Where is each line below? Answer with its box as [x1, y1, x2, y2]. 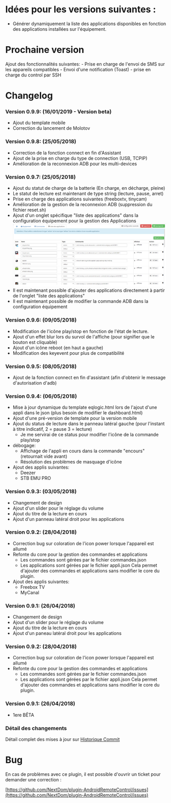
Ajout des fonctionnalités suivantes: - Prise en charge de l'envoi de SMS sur [5, 61, 165, 67]
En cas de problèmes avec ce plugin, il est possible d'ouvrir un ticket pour [5, 771, 161, 777]
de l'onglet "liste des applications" [12, 293, 85, 299]
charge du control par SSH [5, 72, 61, 78]
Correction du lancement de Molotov [12, 125, 90, 131]
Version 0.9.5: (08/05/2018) [5, 363, 77, 370]
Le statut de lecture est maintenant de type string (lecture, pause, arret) [12, 190, 164, 196]
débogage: [12, 443, 36, 449]
